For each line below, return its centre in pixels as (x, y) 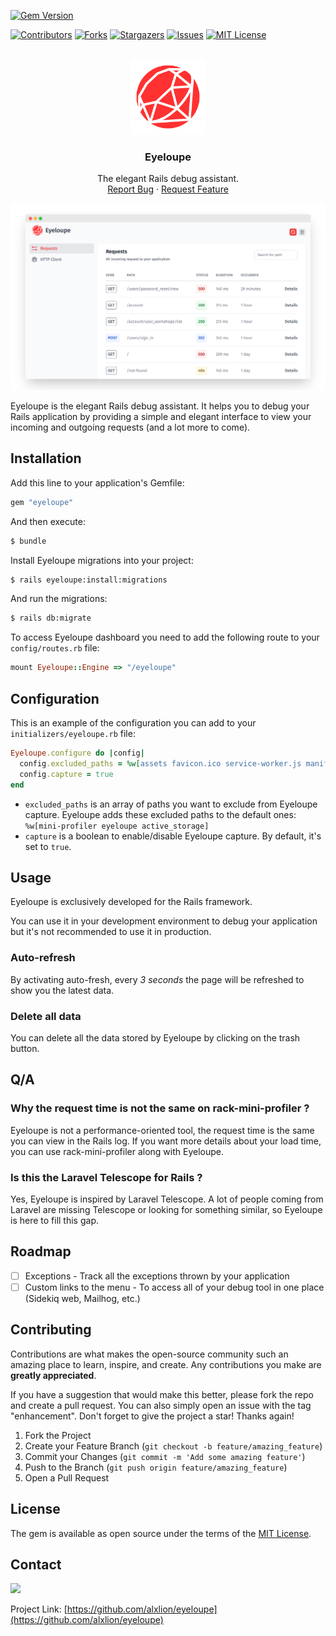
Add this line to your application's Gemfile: (97, 482)
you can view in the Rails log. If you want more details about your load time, (166, 1141)
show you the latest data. (62, 990)
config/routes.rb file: (55, 648)
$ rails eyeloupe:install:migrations (89, 580)
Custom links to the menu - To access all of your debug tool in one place (174, 1287)
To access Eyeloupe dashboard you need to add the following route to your (165, 637)
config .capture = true (66, 774)
